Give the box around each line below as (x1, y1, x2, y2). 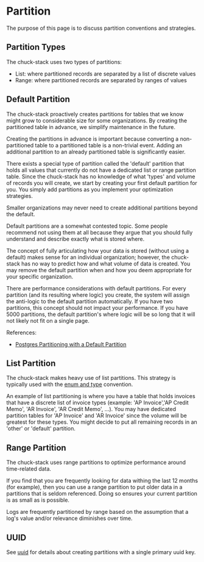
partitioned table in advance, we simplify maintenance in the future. (6, 123, 175, 130)
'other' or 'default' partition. (6, 425, 76, 432)
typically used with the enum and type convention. (6, 381, 133, 388)
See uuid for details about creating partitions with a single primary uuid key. (6, 549, 196, 555)
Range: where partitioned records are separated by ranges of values (15, 76, 187, 83)
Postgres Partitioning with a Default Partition (15, 340, 127, 348)
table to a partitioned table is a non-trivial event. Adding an (35, 141, 183, 149)
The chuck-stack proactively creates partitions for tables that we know (6, 110, 184, 118)
